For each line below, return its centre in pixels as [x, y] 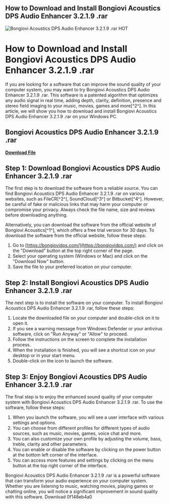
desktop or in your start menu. [44, 356]
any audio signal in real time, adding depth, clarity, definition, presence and [83, 100]
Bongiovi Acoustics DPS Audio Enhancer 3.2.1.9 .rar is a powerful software [82, 475]
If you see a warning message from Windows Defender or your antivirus [87, 329]
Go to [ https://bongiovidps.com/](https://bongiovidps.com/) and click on [88, 245]
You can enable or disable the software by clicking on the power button [87, 449]
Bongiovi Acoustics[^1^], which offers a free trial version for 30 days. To [80, 230]
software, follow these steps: [35, 408]
